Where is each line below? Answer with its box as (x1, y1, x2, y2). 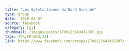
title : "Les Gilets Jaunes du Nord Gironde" (5, 7, 97, 12)
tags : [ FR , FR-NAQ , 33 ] (5, 34, 49, 39)
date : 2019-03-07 (5, 16, 42, 21)
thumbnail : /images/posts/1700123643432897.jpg (5, 30, 103, 34)
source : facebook (5, 20, 40, 26)
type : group (5, 12, 29, 17)
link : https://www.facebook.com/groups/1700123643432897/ (5, 39, 125, 44)
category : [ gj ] (5, 25, 36, 30)
